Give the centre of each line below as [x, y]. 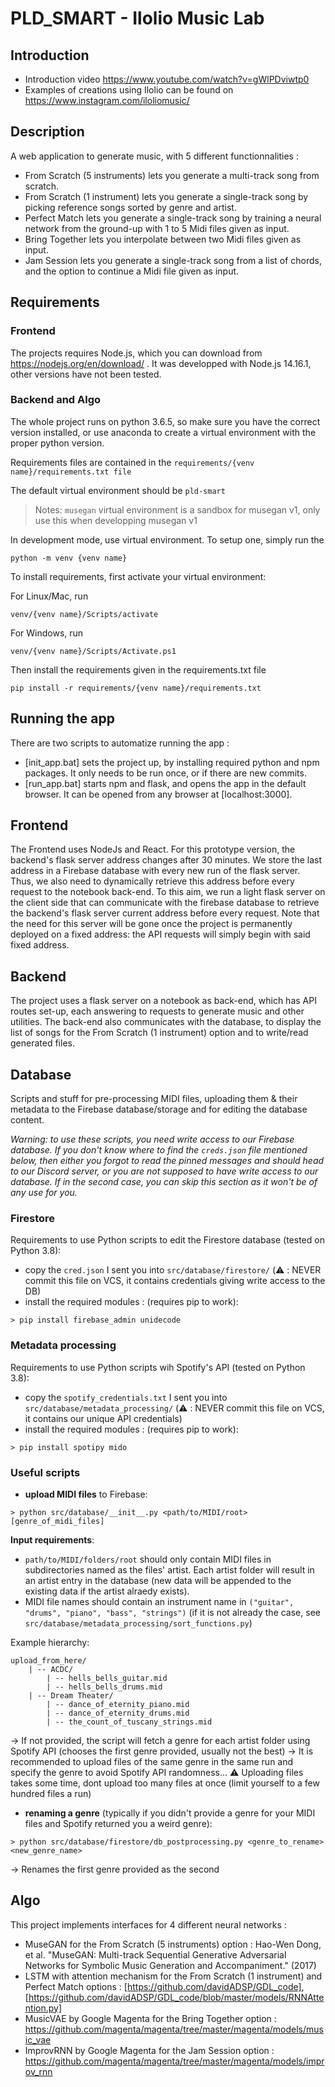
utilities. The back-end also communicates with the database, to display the [166, 1022]
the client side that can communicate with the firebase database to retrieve [165, 903]
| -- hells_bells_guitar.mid [107, 1678]
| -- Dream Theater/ [71, 1695]
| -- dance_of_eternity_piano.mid [118, 1704]
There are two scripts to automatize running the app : [120, 743]
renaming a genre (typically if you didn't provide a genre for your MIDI [170, 1813]
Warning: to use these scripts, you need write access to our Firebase [152, 1139]
